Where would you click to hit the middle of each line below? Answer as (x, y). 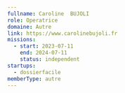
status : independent (50, 59)
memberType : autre (34, 79)
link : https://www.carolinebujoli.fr (63, 33)
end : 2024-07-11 (44, 53)
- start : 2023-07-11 (44, 46)
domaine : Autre (29, 27)
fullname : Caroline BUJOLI (48, 14)
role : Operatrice (33, 20)
